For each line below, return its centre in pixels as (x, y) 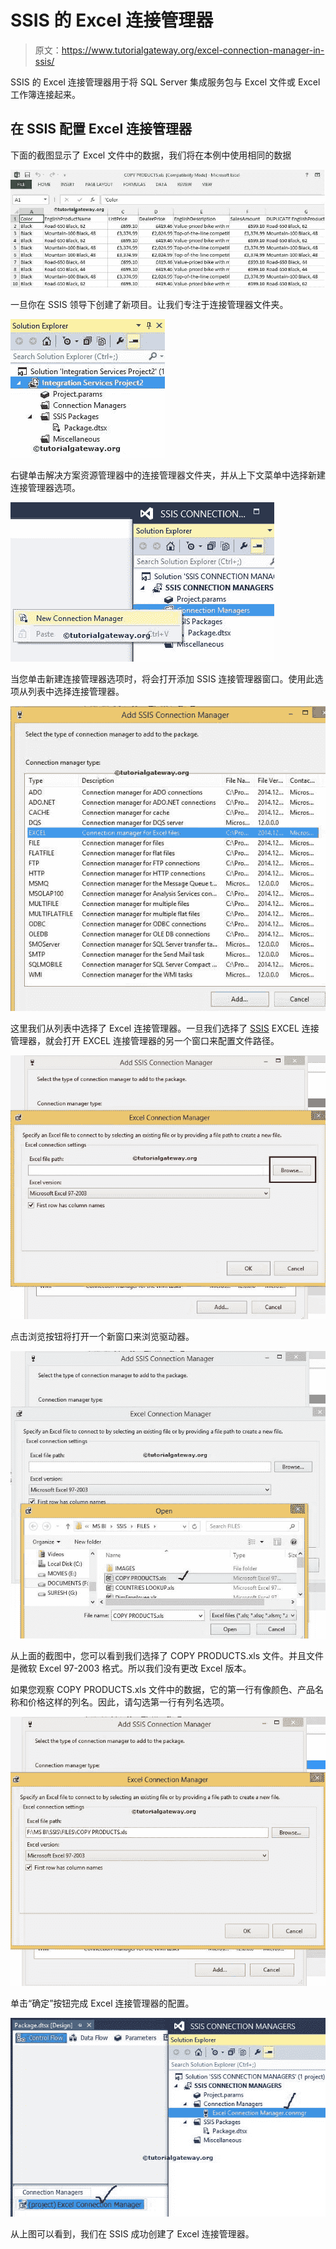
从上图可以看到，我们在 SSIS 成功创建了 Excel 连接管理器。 (132, 2234)
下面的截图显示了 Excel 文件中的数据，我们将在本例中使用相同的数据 (151, 155)
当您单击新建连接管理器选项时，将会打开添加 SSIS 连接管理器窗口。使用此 (162, 678)
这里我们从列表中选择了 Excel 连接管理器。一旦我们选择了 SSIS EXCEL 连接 (165, 1028)
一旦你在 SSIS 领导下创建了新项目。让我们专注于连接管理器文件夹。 (149, 304)
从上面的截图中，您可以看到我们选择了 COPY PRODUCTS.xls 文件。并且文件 (167, 1655)
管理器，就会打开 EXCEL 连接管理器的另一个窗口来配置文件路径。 (145, 1040)
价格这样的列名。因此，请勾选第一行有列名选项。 (128, 1702)
